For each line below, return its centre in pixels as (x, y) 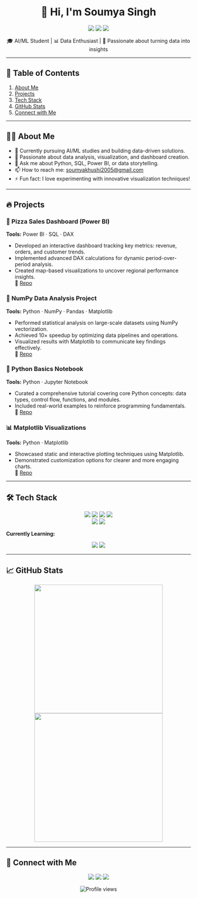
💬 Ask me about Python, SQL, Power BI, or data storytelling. (87, 163)
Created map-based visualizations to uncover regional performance (96, 271)
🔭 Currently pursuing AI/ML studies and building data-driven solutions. (100, 151)
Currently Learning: (31, 533)
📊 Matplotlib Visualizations (46, 428)
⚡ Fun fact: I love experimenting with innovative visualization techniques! (102, 178)
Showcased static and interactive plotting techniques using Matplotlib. (99, 454)
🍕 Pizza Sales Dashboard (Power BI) (58, 221)
